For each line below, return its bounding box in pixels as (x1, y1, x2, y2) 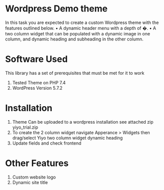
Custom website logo (12, 174, 56, 180)
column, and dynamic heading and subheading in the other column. (5, 36, 144, 42)
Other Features (5, 158, 69, 169)
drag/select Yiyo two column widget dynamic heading (12, 135, 123, 141)
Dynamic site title (12, 179, 48, 185)
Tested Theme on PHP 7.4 (12, 79, 66, 85)
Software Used (5, 53, 68, 65)
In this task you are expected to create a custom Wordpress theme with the (5, 19, 159, 25)
